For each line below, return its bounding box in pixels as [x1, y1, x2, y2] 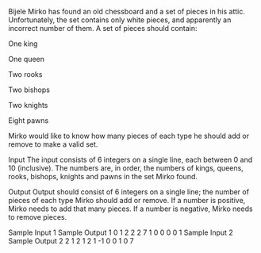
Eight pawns [8, 116, 49, 125]
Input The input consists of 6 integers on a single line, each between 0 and [8, 155, 253, 164]
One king [8, 39, 38, 48]
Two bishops [8, 85, 50, 94]
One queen [8, 55, 45, 63]
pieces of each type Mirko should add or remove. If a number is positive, [8, 196, 246, 205]
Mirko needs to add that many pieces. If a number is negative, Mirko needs [8, 204, 253, 213]
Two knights [8, 101, 48, 109]
